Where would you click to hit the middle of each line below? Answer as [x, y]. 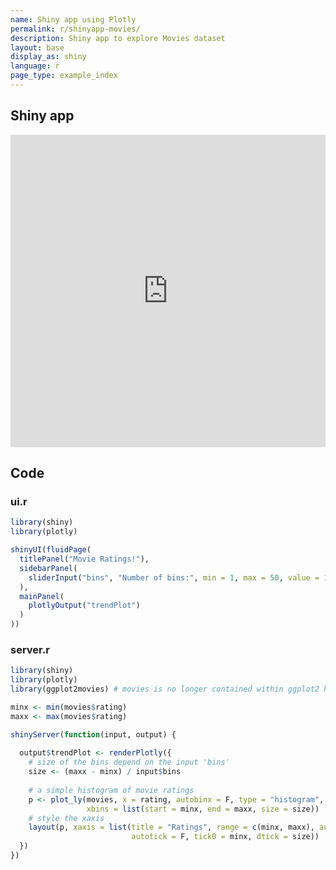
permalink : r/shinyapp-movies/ [75, 29]
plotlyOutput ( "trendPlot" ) [84, 606]
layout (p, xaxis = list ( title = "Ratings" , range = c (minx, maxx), [171, 827]
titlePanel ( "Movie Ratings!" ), [84, 559]
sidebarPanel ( [48, 568]
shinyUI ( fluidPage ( [51, 550]
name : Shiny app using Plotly [73, 19]
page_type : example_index [64, 76]
